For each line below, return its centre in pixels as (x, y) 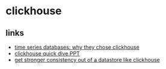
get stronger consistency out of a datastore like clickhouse (87, 60)
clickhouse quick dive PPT (47, 54)
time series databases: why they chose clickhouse (77, 47)
